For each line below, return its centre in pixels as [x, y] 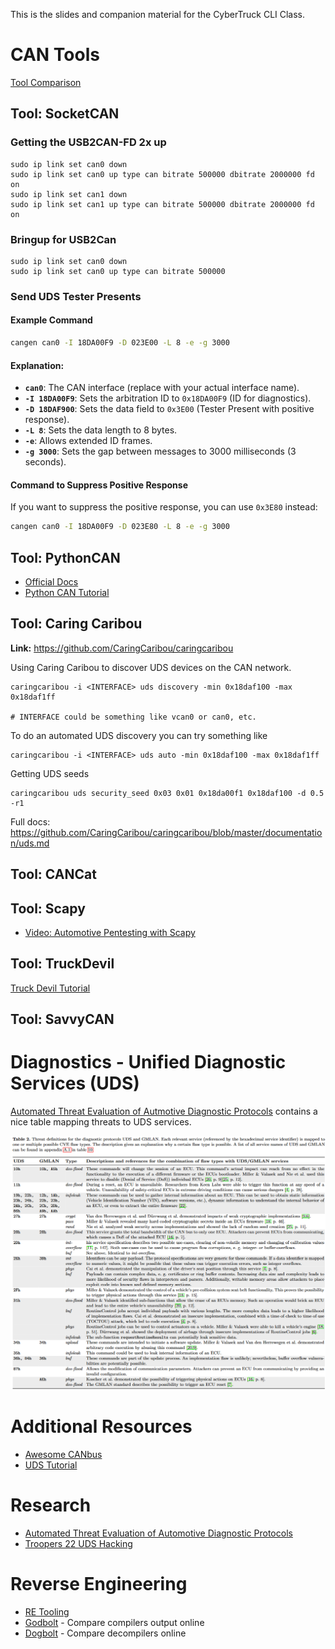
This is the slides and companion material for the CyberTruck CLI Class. [158, 14]
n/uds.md [30, 843]
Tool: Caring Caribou [76, 624]
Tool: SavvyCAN [62, 1019]
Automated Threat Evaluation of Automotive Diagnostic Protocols [158, 1533]
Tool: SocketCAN [65, 114]
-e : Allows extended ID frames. [88, 441]
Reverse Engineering [99, 1584]
